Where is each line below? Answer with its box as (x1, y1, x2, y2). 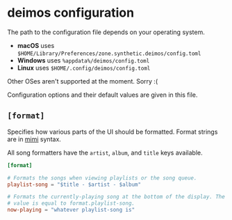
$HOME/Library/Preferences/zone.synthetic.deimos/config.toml (17, 50, 201, 57)
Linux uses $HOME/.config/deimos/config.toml (17, 63, 151, 72)
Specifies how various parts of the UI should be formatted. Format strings (7, 127, 218, 136)
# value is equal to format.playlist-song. (7, 200, 135, 207)
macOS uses (17, 41, 55, 49)
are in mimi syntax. (7, 134, 61, 143)
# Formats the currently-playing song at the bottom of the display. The (7, 194, 226, 201)
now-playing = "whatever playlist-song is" (7, 207, 135, 214)
